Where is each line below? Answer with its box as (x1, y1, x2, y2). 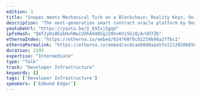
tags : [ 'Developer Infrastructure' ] (6, 75, 98, 81)
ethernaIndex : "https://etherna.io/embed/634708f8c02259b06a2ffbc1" (6, 36, 181, 42)
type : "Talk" (6, 58, 39, 64)
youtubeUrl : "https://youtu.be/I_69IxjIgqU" (6, 25, 119, 32)
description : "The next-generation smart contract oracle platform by (6, 20, 186, 26)
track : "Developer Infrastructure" (6, 64, 95, 70)
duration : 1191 (6, 48, 44, 54)
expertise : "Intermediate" (6, 53, 74, 59)
